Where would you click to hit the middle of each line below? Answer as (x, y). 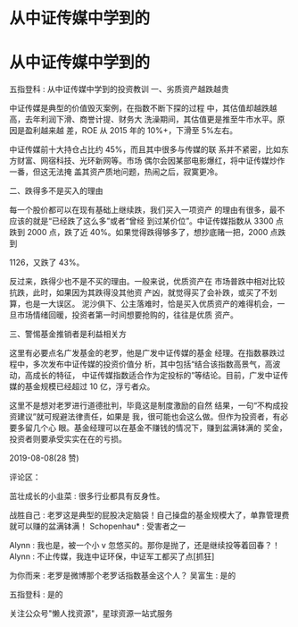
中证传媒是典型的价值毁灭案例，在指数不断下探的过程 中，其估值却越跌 (139, 108)
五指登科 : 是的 (36, 595)
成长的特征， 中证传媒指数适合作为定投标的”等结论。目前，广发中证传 (161, 376)
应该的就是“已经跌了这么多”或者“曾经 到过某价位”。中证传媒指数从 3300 (141, 221)
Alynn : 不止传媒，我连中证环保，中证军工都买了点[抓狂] (112, 556)
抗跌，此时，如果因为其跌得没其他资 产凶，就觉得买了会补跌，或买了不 (139, 292)
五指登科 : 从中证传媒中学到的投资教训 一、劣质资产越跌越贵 (119, 89)
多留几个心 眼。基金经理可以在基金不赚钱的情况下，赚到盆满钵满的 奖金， (152, 428)
